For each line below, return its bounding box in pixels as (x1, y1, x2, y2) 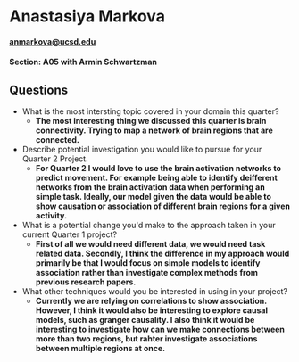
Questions (9, 82, 69, 97)
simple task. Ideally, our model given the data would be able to (35, 192, 272, 202)
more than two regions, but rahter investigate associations (35, 333, 258, 344)
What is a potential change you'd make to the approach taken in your (21, 220, 276, 231)
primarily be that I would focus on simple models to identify (35, 258, 261, 268)
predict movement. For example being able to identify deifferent (35, 172, 278, 184)
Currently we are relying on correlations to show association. (35, 296, 268, 307)
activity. (35, 210, 68, 221)
